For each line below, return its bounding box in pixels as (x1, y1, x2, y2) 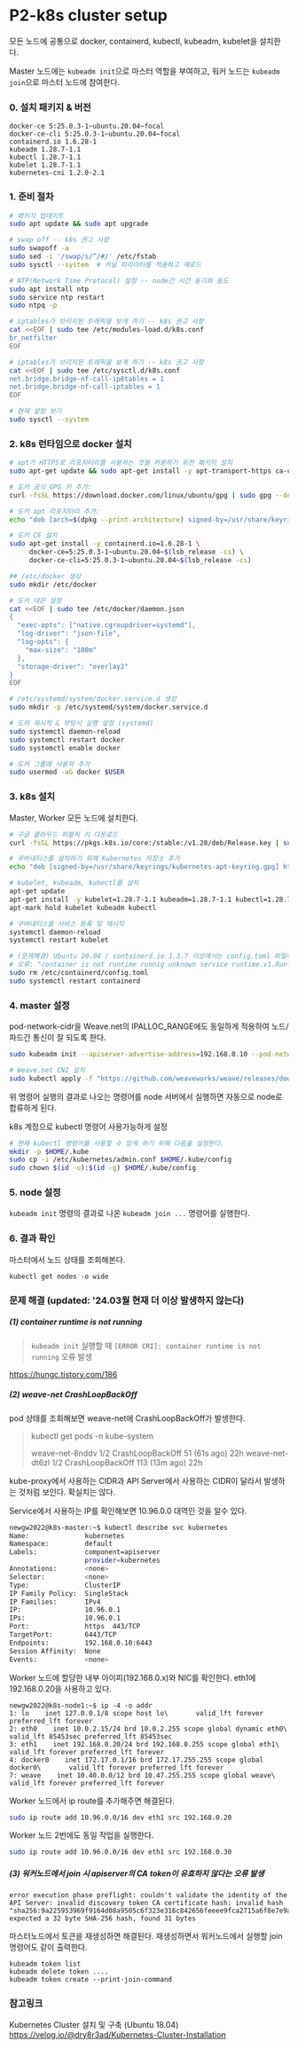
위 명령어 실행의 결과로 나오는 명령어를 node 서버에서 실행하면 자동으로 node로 (9, 1091, 283, 1102)
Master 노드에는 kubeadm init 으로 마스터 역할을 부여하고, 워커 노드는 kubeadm (9, 66, 280, 76)
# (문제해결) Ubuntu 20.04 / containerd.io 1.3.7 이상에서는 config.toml (9, 952, 271, 961)
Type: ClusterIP (9, 1581, 122, 1590)
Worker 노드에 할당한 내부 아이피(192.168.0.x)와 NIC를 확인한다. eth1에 (9, 1672, 256, 1683)
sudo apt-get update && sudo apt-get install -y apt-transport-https (9, 467, 272, 475)
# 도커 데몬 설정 (9, 596, 62, 605)
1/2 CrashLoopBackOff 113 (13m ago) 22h (51, 1456, 203, 1468)
